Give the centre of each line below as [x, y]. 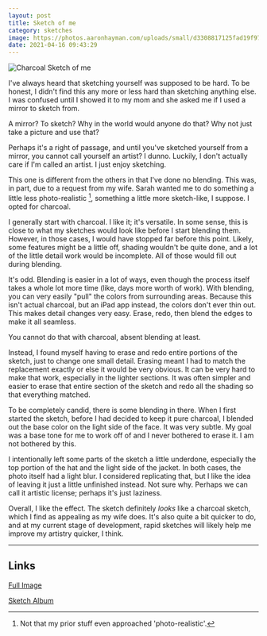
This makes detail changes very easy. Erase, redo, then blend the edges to [130, 313]
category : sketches [41, 30]
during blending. [35, 264]
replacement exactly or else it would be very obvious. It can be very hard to [132, 369]
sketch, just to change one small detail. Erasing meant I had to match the [127, 360]
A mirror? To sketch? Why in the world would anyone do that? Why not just [130, 124]
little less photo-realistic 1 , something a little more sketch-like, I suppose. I [129, 197]
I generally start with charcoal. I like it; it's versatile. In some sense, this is [128, 222]
